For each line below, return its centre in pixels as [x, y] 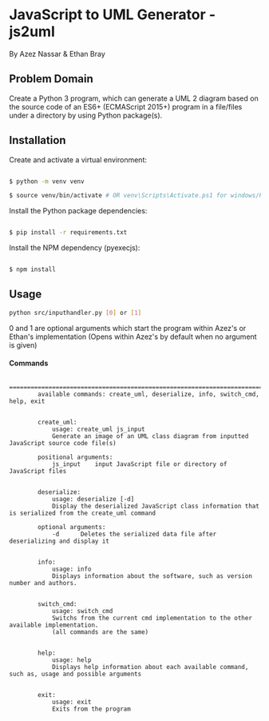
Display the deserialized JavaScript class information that [156, 506]
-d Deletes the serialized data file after [134, 534]
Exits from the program [91, 709]
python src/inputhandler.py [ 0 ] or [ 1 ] [75, 313]
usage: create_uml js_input [99, 429]
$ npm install [33, 269]
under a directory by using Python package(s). [86, 115]
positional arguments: [75, 457]
